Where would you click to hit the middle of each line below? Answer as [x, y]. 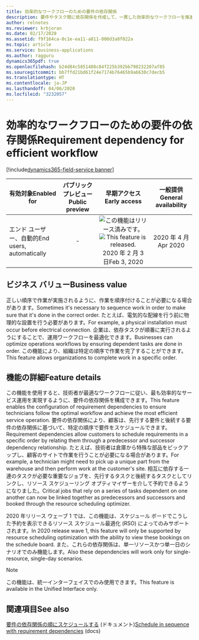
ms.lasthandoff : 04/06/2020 [41, 89]
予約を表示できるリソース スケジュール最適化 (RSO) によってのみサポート [100, 523]
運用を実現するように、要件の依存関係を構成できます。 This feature [98, 400]
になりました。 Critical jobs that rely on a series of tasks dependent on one [97, 491]
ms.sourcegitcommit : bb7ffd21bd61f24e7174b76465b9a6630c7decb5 [86, 72]
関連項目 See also [38, 609]
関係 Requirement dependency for [100, 140]
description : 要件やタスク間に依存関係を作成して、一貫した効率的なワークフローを [96, 17]
